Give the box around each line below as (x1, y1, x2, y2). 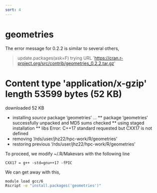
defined (12, 130, 29, 136)
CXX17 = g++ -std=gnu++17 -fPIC (5, 160, 72, 165)
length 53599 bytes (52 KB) (5, 88, 122, 100)
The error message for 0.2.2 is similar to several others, (5, 45, 120, 51)
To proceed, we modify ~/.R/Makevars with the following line (5, 151, 130, 157)
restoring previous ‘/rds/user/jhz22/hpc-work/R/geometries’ (12, 141, 136, 147)
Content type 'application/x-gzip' (5, 78, 147, 89)
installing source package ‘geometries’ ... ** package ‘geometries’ (12, 114, 148, 120)
